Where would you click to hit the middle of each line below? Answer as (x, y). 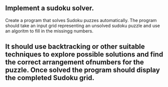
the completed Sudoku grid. (50, 78)
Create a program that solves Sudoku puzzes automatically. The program (81, 20)
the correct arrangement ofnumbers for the (75, 62)
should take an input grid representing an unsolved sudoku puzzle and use (82, 25)
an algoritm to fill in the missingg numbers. (49, 31)
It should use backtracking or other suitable (75, 47)
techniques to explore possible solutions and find (84, 54)
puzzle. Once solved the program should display (82, 70)
